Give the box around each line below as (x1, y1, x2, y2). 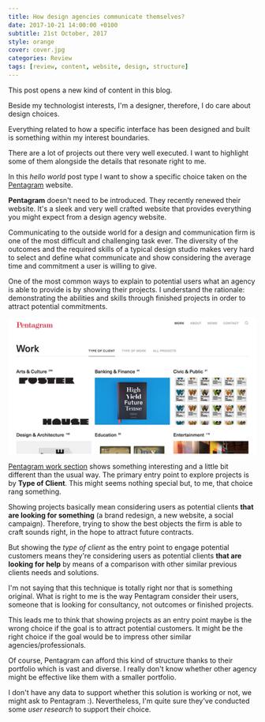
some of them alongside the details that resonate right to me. (8, 156, 207, 166)
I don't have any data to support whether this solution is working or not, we (8, 688, 252, 698)
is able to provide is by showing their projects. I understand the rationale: (8, 284, 245, 294)
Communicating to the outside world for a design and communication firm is (8, 228, 256, 237)
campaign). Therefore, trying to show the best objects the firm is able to (8, 519, 242, 528)
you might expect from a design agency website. (8, 212, 167, 221)
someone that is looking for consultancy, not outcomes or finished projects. (8, 600, 254, 610)
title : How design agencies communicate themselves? (8, 13, 185, 21)
